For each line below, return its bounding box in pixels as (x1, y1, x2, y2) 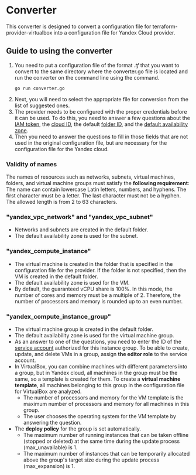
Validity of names (6, 160, 57, 168)
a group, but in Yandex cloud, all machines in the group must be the (14, 369, 178, 376)
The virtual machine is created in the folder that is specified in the (14, 260, 173, 267)
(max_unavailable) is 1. (23, 443, 78, 451)
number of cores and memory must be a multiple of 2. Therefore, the (14, 291, 181, 299)
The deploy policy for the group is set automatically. (14, 425, 142, 432)
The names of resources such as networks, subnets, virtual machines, (6, 173, 176, 180)
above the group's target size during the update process (23, 456, 160, 463)
